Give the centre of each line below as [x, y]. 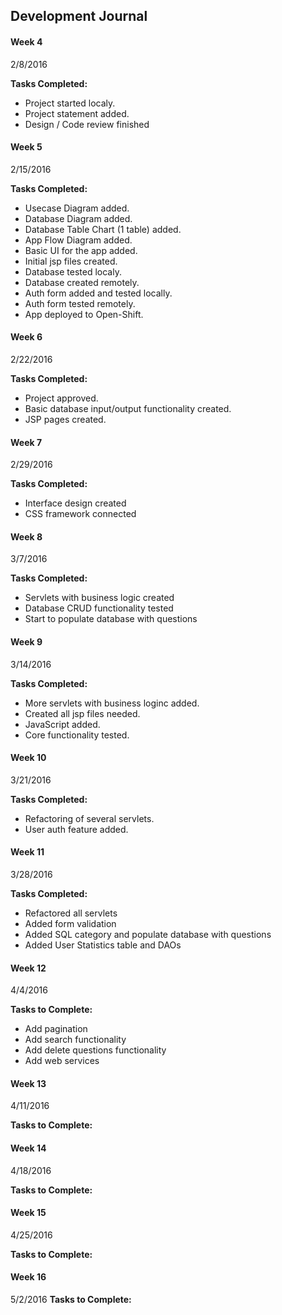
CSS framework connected [80, 514]
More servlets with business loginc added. [112, 703]
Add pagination [56, 1029]
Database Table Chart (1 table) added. [103, 229]
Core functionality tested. [77, 735]
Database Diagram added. [78, 218]
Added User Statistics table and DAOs [103, 945]
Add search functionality [75, 1040]
